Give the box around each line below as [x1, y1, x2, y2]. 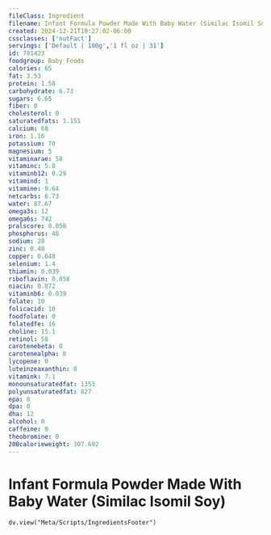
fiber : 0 [8, 102, 38, 110]
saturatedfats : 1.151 [8, 117, 81, 125]
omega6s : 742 [8, 215, 52, 223]
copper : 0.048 [8, 252, 56, 260]
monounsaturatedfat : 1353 [8, 380, 95, 388]
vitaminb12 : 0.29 [8, 170, 67, 178]
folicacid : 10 [8, 305, 56, 313]
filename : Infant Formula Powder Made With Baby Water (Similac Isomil [8, 19, 254, 27]
